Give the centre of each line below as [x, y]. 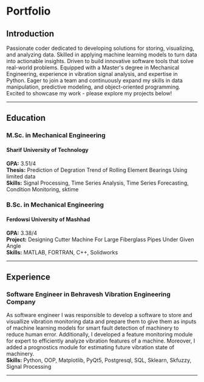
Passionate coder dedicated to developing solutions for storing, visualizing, [100, 48]
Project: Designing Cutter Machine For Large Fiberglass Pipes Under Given [100, 239]
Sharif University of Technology [48, 149]
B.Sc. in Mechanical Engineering [55, 205]
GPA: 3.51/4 [21, 163]
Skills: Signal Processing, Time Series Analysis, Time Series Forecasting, [98, 183]
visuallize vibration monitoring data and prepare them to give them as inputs [101, 322]
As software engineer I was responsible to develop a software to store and [99, 315]
